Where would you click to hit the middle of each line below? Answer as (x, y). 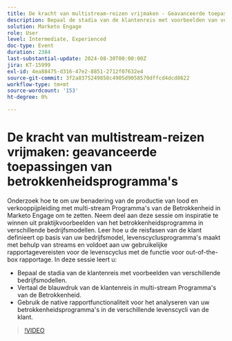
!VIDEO (34, 330)
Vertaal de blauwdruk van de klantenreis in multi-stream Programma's (116, 287)
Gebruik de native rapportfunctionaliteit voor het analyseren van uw (113, 302)
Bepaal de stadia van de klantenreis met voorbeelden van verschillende (119, 273)
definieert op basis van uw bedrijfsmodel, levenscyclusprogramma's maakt (114, 237)
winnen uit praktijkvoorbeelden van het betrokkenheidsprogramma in (105, 223)
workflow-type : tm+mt (38, 84)
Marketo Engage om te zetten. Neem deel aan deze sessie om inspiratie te (113, 215)
